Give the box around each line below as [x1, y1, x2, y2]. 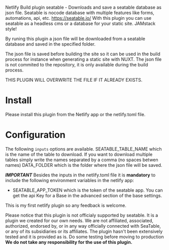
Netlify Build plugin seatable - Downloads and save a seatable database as [5, 5, 161, 10]
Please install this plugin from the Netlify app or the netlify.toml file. [5, 111, 146, 117]
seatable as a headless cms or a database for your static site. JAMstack [5, 20, 156, 26]
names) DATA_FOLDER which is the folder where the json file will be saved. [5, 162, 162, 168]
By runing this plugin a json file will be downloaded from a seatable [5, 35, 146, 42]
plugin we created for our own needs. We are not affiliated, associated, [5, 218, 154, 224]
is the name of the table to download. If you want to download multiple [5, 151, 153, 157]
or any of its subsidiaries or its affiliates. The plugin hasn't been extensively [5, 228, 163, 234]
